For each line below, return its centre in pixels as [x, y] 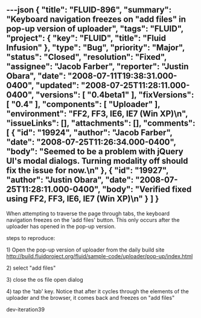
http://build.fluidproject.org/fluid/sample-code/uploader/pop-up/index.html [100, 256]
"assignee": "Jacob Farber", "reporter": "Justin [97, 67]
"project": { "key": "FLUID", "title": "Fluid [86, 38]
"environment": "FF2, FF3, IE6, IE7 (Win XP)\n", [97, 114]
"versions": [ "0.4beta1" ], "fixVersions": [115, 95]
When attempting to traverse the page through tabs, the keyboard [88, 213]
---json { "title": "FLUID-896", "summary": [89, 10]
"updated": [57, 86]
